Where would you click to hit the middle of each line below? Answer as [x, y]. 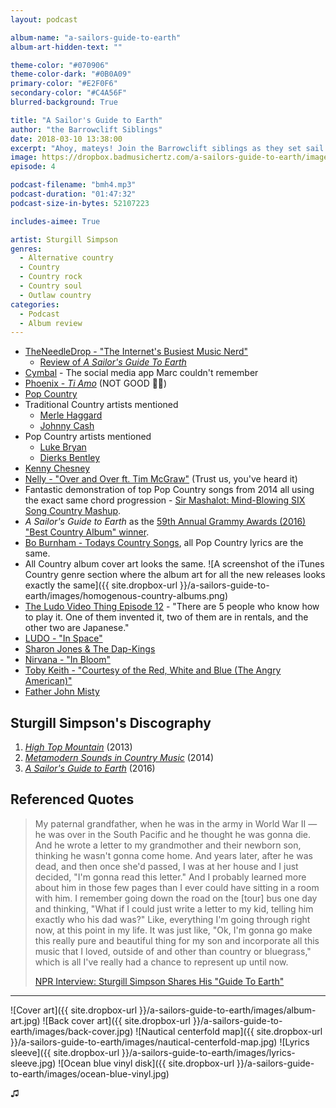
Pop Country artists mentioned [88, 437]
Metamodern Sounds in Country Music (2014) [119, 758]
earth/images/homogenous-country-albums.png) [126, 596]
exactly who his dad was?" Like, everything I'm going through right [172, 919]
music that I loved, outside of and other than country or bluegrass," [173, 951]
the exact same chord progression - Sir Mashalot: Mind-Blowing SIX [165, 500]
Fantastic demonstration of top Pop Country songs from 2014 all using [169, 490]
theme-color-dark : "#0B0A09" [71, 74]
